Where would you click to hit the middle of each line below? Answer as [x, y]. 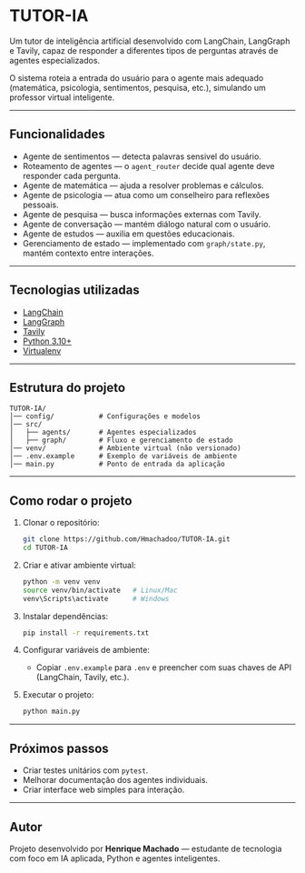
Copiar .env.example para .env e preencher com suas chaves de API [164, 667]
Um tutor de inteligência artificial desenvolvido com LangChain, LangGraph [150, 41]
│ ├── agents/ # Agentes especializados [103, 433]
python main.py [51, 712]
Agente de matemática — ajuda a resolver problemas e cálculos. [143, 185]
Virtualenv [42, 350]
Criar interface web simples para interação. [103, 790]
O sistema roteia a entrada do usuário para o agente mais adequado [137, 77]
